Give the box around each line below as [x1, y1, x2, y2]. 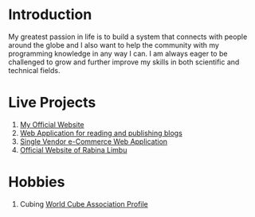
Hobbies [8, 173, 65, 192]
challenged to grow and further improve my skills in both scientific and [8, 57, 240, 67]
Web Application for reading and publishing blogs [19, 128, 183, 138]
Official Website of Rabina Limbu [19, 145, 127, 154]
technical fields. [8, 65, 61, 75]
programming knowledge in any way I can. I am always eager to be [8, 48, 228, 58]
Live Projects [8, 94, 96, 112]
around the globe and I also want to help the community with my [8, 40, 219, 49]
